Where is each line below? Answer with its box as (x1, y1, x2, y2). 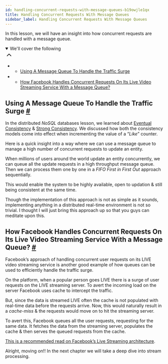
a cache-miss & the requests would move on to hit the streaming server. (5, 308, 155, 314)
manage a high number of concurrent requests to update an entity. (5, 146, 143, 152)
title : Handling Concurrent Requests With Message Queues (5, 12, 129, 17)
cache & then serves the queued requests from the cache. (5, 328, 126, 334)
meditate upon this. (5, 212, 45, 219)
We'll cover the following (10, 46, 61, 52)
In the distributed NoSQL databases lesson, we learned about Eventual (5, 120, 152, 126)
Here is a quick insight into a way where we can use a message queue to (5, 140, 156, 147)
